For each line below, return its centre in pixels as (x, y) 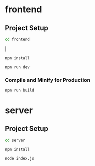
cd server (15, 140)
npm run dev (17, 67)
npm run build (20, 90)
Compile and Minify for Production (48, 80)
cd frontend (17, 39)
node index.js (20, 158)
